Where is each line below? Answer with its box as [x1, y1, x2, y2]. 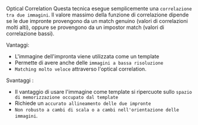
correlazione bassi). [6, 30, 55, 37]
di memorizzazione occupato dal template [14, 94, 118, 100]
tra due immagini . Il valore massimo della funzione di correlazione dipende [6, 11, 189, 18]
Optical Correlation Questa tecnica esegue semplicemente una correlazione [6, 5, 192, 12]
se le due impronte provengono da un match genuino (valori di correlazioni [6, 18, 188, 24]
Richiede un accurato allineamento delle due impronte [14, 100, 151, 107]
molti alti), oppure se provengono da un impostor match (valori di [6, 24, 164, 31]
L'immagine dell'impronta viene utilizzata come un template [14, 53, 160, 60]
